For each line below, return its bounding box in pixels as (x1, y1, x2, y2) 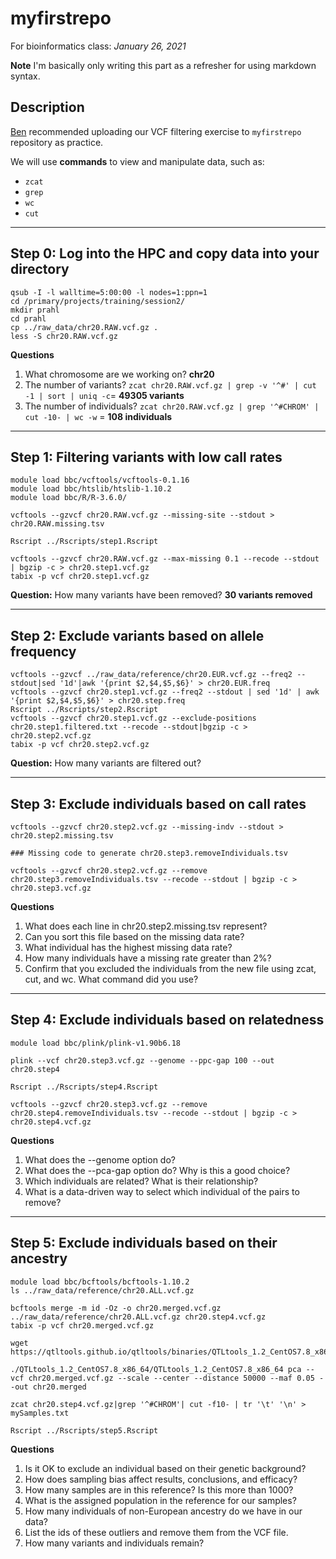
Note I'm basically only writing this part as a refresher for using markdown (10, 59, 317, 71)
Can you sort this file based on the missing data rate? (24, 931, 245, 942)
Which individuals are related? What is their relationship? (24, 1175, 259, 1187)
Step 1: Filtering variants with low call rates (10, 448, 283, 466)
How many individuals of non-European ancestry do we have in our (24, 1505, 303, 1517)
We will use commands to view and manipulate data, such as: (10, 155, 265, 167)
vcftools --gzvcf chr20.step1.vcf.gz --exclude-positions (10, 713, 257, 724)
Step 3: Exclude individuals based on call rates (10, 795, 307, 812)
